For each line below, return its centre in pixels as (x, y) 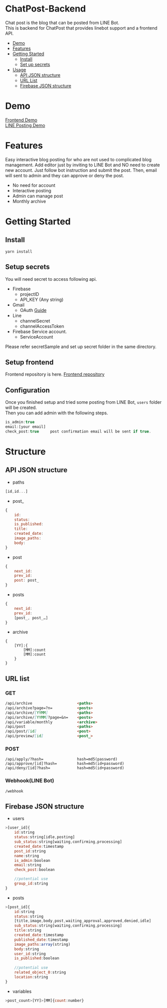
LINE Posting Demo (25, 125)
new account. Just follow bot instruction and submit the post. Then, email (81, 170)
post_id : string (30, 851)
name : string (27, 856)
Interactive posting (32, 190)
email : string (28, 865)
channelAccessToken (42, 326)
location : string (31, 977)
